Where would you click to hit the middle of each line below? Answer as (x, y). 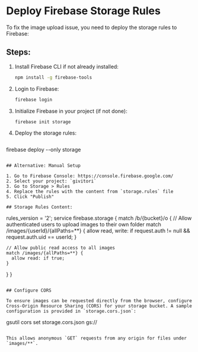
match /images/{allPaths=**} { (45, 253)
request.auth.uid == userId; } (41, 237)
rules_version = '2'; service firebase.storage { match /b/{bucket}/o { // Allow (99, 218)
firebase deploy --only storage (44, 150)
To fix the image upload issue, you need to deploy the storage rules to (92, 27)
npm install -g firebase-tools (53, 77)
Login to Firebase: (37, 89)
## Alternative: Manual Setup (44, 166)
